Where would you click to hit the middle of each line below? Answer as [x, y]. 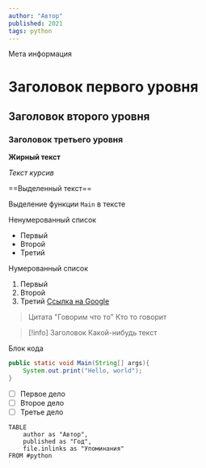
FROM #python [30, 456]
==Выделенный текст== [50, 189]
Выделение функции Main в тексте [67, 204]
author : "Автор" [36, 16]
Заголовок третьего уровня [66, 139]
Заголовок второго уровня [79, 116]
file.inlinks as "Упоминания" [74, 449]
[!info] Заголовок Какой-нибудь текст [92, 333]
